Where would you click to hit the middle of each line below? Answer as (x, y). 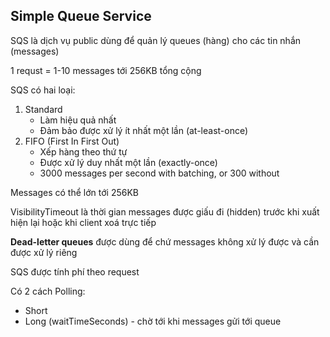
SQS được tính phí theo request (75, 271)
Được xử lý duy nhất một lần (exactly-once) (128, 162)
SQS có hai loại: (43, 90)
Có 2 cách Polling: (48, 291)
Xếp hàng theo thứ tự (83, 151)
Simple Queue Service (81, 16)
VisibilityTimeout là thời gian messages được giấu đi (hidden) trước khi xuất (165, 211)
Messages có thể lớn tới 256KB (74, 192)
